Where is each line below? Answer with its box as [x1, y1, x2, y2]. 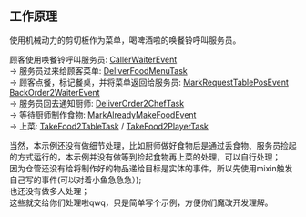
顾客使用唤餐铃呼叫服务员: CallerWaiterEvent [9, 54, 178, 65]
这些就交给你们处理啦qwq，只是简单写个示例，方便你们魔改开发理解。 [9, 197, 273, 208]
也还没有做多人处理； [9, 185, 89, 196]
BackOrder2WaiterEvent [9, 87, 100, 98]
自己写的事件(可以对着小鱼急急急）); [9, 174, 142, 185]
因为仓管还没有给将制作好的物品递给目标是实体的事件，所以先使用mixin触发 [9, 162, 293, 173]
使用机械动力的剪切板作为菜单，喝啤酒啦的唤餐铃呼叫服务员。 [9, 35, 241, 46]
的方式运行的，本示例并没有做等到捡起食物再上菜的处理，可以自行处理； [9, 151, 280, 162]
